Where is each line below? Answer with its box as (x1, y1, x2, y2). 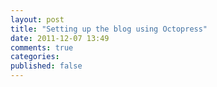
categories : (10, 52, 60, 62)
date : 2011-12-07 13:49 (10, 33, 110, 43)
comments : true (10, 42, 74, 53)
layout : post (10, 14, 65, 25)
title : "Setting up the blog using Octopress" (10, 24, 208, 34)
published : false (10, 61, 83, 71)
